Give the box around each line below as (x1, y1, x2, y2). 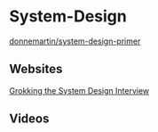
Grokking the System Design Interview (9, 85, 150, 95)
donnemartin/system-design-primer (9, 36, 141, 46)
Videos (9, 111, 50, 127)
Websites (9, 62, 63, 77)
